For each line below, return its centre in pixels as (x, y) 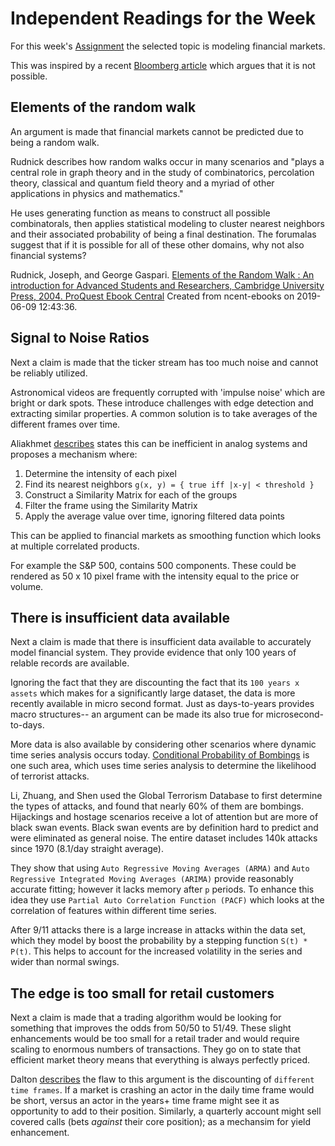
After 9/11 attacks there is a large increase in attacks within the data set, (158, 930)
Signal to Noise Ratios (80, 338)
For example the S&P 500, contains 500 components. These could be (153, 565)
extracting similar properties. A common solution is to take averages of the (164, 413)
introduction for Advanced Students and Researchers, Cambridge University (167, 285)
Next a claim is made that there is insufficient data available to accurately (161, 642)
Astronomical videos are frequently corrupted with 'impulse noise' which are (168, 392)
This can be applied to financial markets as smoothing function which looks (166, 535)
